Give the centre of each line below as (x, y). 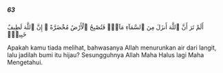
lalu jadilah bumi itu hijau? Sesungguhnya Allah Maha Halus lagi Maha (106, 54)
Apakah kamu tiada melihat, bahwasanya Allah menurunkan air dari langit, (112, 48)
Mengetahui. (25, 62)
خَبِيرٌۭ (17, 34)
